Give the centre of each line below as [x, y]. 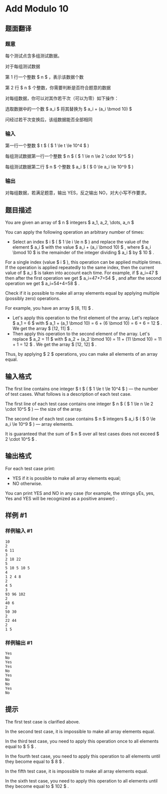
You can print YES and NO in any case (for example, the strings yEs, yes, [80, 493]
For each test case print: [30, 468]
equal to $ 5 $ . [21, 746]
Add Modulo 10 [37, 9]
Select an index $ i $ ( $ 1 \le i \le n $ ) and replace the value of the [81, 242]
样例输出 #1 [19, 642]
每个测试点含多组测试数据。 [34, 56]
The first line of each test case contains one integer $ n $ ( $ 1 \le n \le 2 [79, 404]
